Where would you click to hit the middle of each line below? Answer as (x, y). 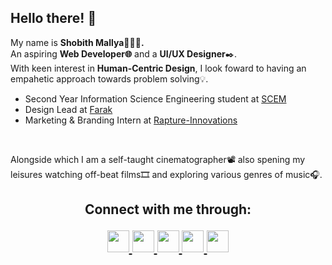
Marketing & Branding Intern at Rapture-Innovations (131, 120)
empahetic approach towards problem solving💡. (109, 78)
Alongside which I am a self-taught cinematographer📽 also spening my (158, 159)
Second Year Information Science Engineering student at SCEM (155, 98)
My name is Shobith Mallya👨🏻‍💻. (77, 42)
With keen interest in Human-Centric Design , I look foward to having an (158, 68)
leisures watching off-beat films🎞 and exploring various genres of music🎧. (166, 174)
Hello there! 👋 (53, 18)
